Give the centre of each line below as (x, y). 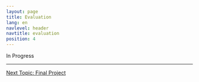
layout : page (22, 12)
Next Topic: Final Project (36, 73)
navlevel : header (28, 28)
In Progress (20, 56)
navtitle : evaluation (33, 34)
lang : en (17, 22)
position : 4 (21, 39)
